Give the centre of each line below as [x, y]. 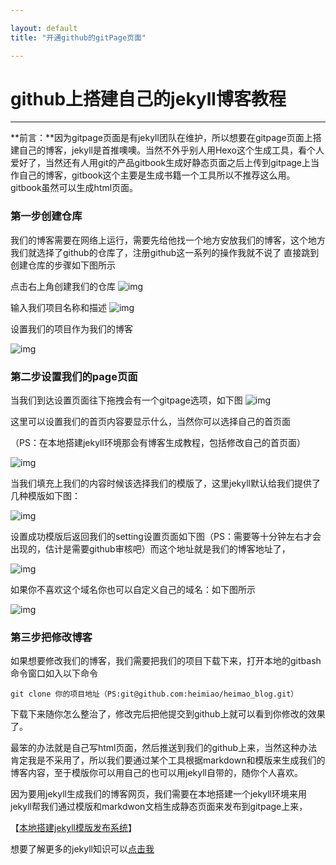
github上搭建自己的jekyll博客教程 [148, 98]
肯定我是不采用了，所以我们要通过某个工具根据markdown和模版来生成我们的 [168, 760]
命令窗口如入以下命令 [54, 673]
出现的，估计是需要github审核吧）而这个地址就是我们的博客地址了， [150, 549]
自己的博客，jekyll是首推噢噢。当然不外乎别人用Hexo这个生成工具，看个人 [171, 150]
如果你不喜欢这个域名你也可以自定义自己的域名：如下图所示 [133, 590]
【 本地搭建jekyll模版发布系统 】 [73, 828]
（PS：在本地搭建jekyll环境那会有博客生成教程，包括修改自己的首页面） [158, 443]
